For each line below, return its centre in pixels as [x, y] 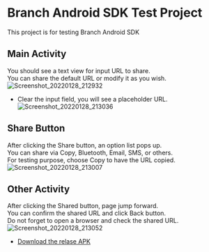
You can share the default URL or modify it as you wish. [87, 78]
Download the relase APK [54, 242]
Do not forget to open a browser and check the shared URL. [93, 221]
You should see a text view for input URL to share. [79, 70]
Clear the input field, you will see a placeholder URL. [93, 99]
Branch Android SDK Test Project [105, 13]
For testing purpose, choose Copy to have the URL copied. [91, 160]
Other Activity [39, 189]
